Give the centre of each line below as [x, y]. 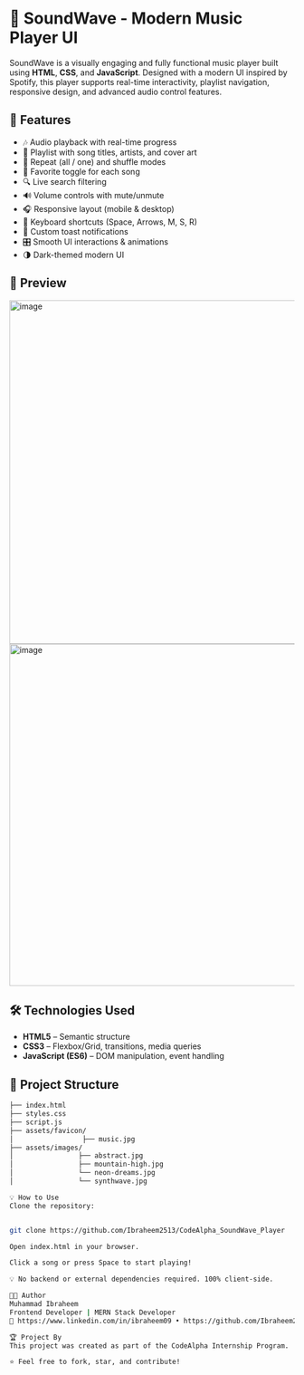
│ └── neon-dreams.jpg [82, 1173]
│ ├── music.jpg [72, 1139]
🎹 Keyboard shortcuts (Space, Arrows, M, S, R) [109, 222]
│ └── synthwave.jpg [78, 1181]
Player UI [44, 38]
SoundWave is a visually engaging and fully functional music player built [144, 62]
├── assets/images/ [46, 1148]
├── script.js [36, 1122]
